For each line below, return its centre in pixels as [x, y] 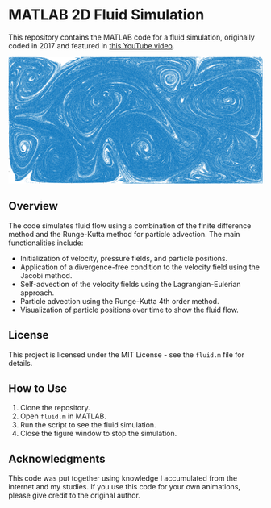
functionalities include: [46, 243]
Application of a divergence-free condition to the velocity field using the [140, 267]
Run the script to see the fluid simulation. [88, 425]
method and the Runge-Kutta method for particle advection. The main [124, 234]
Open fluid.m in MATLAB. [63, 416]
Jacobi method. [46, 275]
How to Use [38, 388]
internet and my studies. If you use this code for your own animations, [124, 487]
